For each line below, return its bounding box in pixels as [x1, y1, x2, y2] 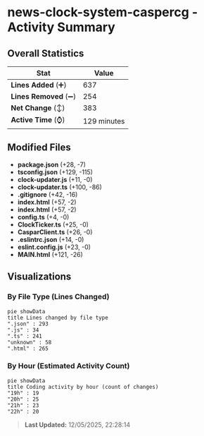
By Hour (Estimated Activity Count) [7, 361, 130, 371]
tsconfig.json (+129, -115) [17, 167, 94, 176]
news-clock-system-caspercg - [7, 4, 198, 20]
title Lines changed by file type [7, 314, 109, 321]
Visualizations [7, 271, 72, 283]
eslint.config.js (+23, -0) [17, 243, 91, 251]
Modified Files [7, 142, 72, 154]
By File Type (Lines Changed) [7, 292, 110, 302]
